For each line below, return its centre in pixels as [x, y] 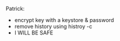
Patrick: [15, 9]
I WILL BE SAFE [34, 33]
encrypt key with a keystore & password [64, 20]
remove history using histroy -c [53, 26]
